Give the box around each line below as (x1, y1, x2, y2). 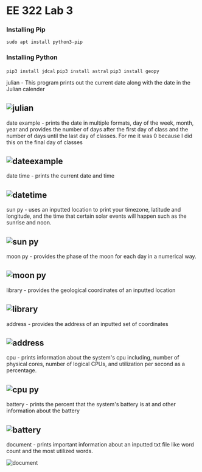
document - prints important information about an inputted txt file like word (6, 441, 195, 448)
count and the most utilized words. (6, 448, 93, 455)
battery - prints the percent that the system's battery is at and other (6, 401, 176, 408)
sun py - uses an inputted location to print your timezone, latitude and (6, 206, 181, 213)
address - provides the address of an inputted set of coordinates (6, 320, 169, 327)
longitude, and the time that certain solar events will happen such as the (6, 212, 187, 220)
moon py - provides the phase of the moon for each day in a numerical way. (6, 253, 197, 260)
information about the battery (6, 407, 80, 414)
